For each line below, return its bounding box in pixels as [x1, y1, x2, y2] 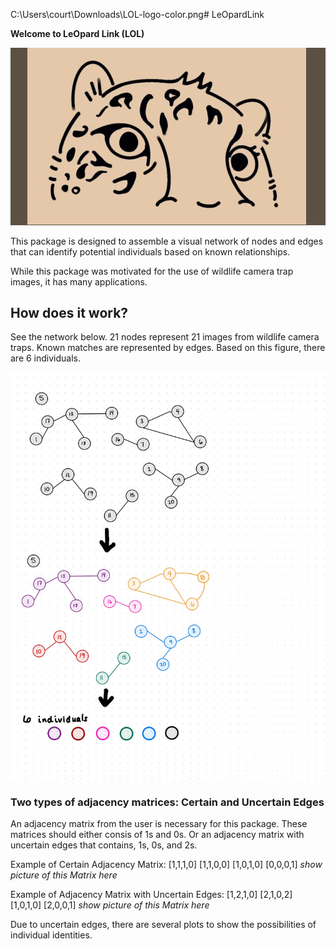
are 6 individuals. [10, 352, 82, 364]
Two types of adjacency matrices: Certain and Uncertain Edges [10, 795, 325, 809]
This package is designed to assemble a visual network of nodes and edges [10, 235, 324, 247]
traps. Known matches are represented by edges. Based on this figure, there [10, 342, 326, 354]
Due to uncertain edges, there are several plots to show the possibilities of [10, 919, 317, 931]
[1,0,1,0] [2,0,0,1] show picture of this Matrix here [10, 899, 210, 911]
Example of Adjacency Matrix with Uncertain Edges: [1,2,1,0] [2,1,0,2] [10, 889, 293, 901]
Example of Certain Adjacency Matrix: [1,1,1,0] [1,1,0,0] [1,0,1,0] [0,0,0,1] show [10, 859, 323, 871]
